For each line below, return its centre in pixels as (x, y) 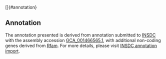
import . (12, 51)
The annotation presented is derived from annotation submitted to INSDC (80, 35)
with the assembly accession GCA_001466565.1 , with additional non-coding (83, 40)
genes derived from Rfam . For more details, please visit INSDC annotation (81, 45)
